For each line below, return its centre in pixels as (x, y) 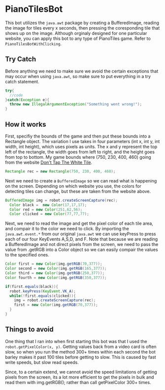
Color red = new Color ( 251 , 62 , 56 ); (46, 210)
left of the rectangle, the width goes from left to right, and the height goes (80, 152)
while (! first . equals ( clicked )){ (43, 296)
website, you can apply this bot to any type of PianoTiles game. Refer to (78, 38)
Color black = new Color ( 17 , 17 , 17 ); (48, 205)
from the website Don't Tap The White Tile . (49, 162)
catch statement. (22, 81)
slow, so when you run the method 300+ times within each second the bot (81, 352)
